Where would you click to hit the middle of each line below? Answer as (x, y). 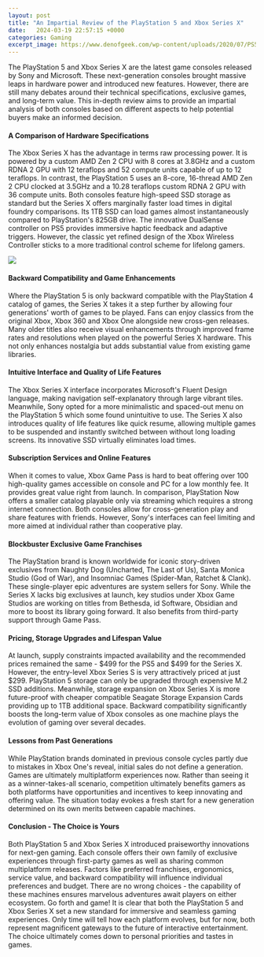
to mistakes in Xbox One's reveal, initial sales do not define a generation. (126, 766)
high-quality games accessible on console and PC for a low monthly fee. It (128, 484)
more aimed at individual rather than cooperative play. (95, 526)
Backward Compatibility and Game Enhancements (92, 277)
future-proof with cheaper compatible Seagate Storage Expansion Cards (126, 698)
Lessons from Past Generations (60, 740)
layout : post (29, 15)
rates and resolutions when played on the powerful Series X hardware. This (130, 337)
